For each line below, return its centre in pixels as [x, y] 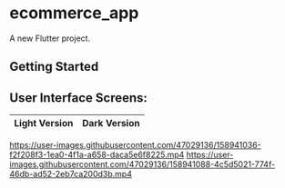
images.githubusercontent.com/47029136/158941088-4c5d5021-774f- [142, 164]
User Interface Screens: [79, 98]
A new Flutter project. [50, 38]
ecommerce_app [74, 13]
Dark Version [111, 124]
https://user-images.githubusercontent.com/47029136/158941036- [135, 145]
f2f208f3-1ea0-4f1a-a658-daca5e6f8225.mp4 [97, 155]
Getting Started [54, 67]
